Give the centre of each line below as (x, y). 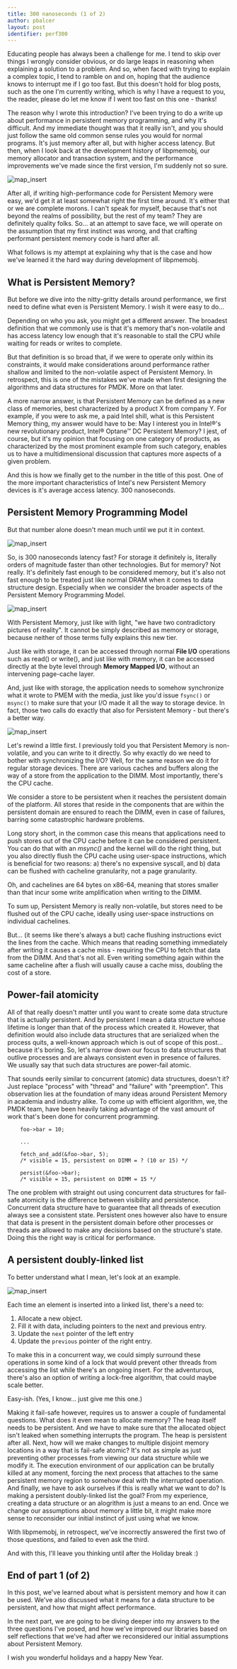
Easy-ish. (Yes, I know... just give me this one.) (75, 1398)
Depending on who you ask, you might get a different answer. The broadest (117, 321)
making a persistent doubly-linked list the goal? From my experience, (108, 1495)
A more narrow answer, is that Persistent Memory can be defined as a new (116, 401)
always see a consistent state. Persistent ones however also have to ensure (117, 1214)
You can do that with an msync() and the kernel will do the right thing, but (114, 848)
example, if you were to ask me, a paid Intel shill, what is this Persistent (111, 416)
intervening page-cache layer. (51, 674)
